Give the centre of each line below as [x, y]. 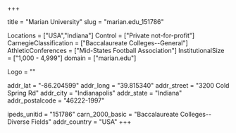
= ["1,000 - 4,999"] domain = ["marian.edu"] [72, 58]
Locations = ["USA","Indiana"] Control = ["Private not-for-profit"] [101, 35]
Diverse [19, 122]
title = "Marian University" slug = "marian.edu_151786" [86, 22]
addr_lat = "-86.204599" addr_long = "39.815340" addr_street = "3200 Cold [118, 85]
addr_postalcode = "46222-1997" [56, 100]
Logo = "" [21, 72]
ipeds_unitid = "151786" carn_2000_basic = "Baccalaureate [93, 114]
